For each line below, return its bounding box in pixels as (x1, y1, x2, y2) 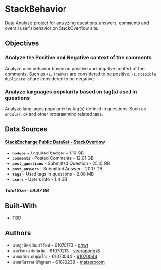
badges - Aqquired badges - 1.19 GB (12, 150, 84, 156)
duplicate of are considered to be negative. (5, 76, 95, 82)
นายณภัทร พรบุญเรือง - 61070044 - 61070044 (12, 253, 97, 259)
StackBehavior (5, 3, 67, 15)
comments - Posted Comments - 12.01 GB (12, 155, 94, 161)
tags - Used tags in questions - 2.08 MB (12, 171, 94, 177)
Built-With (5, 201, 37, 210)
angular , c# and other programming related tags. (5, 111, 103, 116)
